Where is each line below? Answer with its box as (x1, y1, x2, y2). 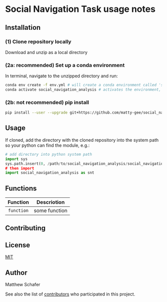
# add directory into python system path (5, 152, 92, 157)
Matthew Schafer (5, 282, 41, 288)
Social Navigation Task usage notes (5, 3, 156, 15)
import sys (5, 156, 28, 162)
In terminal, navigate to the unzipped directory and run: (5, 73, 118, 79)
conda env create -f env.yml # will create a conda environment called (5, 83, 157, 88)
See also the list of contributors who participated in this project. (5, 291, 136, 297)
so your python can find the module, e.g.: (5, 142, 90, 148)
